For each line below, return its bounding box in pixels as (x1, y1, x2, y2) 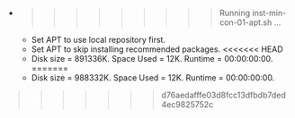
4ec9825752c (161, 99, 214, 110)
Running (219, 8, 251, 18)
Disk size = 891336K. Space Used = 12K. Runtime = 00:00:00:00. (31, 54, 273, 63)
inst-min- (251, 8, 287, 18)
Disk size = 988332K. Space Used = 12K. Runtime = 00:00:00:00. (31, 72, 275, 83)
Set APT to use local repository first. (31, 35, 166, 45)
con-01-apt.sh (219, 17, 273, 28)
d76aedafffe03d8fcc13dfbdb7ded (161, 89, 286, 100)
